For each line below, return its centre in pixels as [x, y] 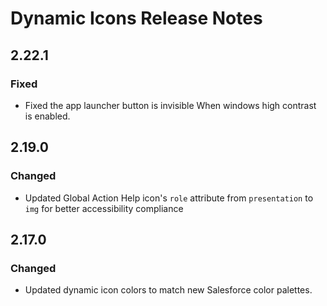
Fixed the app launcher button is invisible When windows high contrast [170, 105]
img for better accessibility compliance [104, 208]
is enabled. [47, 116]
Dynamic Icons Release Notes [136, 18]
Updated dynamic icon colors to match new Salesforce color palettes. [168, 290]
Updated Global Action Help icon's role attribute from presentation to [169, 198]
